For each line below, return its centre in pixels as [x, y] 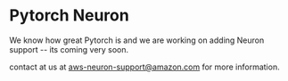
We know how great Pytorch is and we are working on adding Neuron [137, 40]
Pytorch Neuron [69, 16]
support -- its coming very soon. [69, 49]
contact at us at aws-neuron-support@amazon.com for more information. [144, 67]
